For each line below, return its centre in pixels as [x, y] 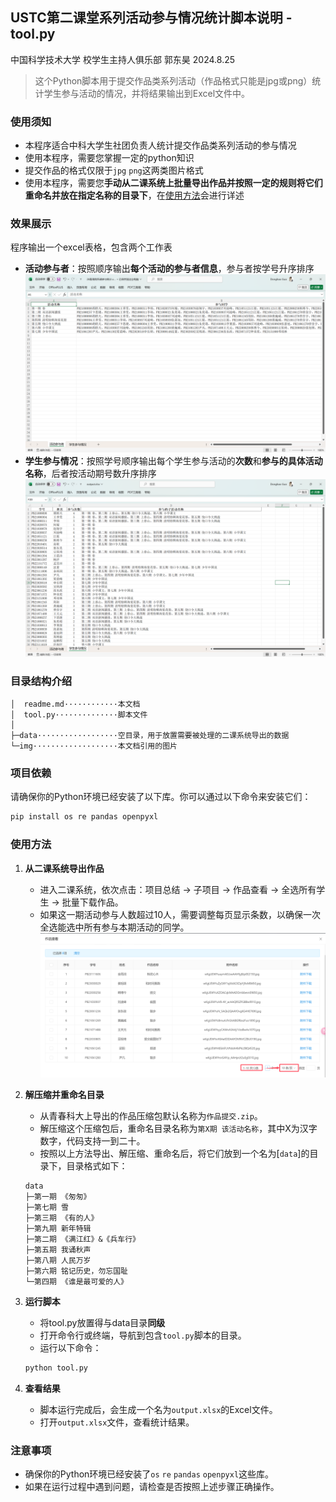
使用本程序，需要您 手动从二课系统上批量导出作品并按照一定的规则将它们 [173, 183]
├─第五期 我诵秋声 [58, 1250]
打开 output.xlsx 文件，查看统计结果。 [117, 1422]
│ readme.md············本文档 [75, 704]
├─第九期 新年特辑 [58, 1229]
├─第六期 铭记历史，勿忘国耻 [76, 1271]
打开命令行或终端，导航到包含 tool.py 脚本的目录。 [143, 1335]
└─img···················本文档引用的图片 [94, 746]
